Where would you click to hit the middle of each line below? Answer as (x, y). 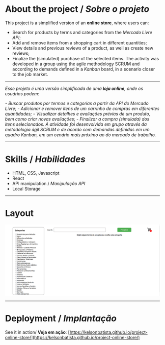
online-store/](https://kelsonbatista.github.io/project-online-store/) (72, 337)
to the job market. (30, 74)
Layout (19, 213)
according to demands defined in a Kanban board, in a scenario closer (83, 69)
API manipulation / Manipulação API (49, 183)
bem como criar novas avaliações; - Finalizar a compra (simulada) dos (77, 119)
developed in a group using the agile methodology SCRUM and (76, 64)
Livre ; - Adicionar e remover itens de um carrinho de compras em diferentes (82, 108)
